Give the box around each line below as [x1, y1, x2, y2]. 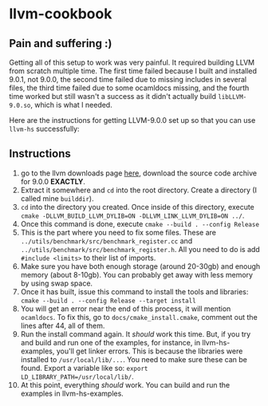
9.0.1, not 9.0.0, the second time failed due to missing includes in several [9, 75, 246, 84]
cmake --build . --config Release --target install [20, 297, 196, 305]
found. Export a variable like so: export [20, 363, 148, 372]
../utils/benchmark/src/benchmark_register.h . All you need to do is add [20, 244, 260, 254]
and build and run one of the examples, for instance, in [20, 337, 201, 347]
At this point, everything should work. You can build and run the [20, 380, 231, 389]
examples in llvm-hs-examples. [20, 388, 124, 398]
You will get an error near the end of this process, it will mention [20, 304, 231, 313]
